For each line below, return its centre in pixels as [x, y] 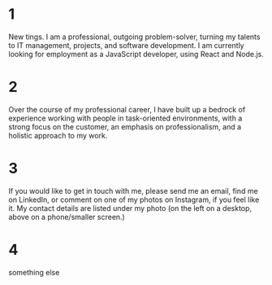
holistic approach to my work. [58, 135]
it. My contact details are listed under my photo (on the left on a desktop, [130, 208]
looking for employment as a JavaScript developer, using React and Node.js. [136, 54]
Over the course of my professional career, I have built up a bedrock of [127, 109]
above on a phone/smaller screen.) [67, 217]
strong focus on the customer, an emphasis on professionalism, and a [125, 126]
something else [34, 272]
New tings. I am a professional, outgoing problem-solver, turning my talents [134, 37]
